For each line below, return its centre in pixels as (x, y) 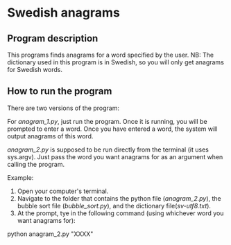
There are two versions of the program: (63, 108)
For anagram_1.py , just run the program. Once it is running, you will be (107, 121)
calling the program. (36, 164)
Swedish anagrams (63, 13)
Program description (53, 38)
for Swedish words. (35, 70)
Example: (20, 177)
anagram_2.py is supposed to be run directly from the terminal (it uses (108, 149)
